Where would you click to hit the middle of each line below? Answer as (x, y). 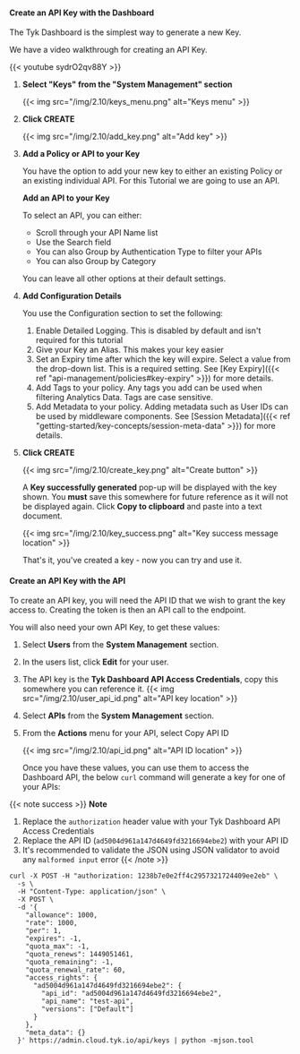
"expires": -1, (54, 939)
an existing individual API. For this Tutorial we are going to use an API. (151, 181)
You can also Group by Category (96, 261)
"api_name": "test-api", (88, 1002)
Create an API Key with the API (68, 580)
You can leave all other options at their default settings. (124, 278)
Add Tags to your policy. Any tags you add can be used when (149, 388)
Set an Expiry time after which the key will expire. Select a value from (163, 359)
